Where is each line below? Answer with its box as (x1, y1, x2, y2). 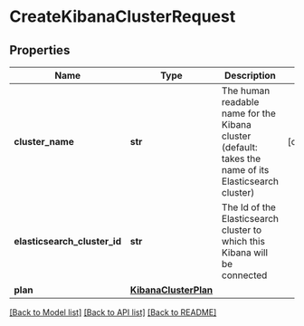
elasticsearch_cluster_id (14, 235, 122, 247)
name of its (221, 164, 270, 176)
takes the (221, 152, 261, 165)
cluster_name (14, 136, 74, 148)
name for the (221, 107, 276, 120)
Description (224, 70, 276, 81)
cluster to (221, 224, 262, 236)
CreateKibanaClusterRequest (9, 6, 236, 27)
